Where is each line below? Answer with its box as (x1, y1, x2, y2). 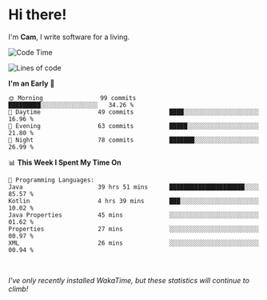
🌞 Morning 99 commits (8, 94, 137, 102)
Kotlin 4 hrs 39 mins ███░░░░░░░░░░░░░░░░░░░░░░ (8, 197, 260, 205)
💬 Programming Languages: (8, 176, 94, 184)
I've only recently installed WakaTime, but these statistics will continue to (8, 275, 250, 285)
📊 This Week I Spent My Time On (8, 158, 122, 167)
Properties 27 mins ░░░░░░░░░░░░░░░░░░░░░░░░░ (8, 225, 260, 233)
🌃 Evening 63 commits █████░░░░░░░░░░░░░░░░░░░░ (8, 122, 260, 130)
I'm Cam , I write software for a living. (8, 32, 130, 42)
